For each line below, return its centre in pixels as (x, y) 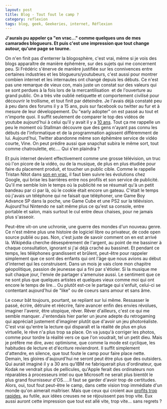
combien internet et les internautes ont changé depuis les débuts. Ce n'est (82, 80)
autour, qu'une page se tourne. (38, 49)
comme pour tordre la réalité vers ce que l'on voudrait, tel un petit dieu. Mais (84, 337)
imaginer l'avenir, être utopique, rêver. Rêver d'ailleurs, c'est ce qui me (78, 311)
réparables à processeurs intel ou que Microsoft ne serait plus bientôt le (79, 375)
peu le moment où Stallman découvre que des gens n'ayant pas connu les (81, 128)
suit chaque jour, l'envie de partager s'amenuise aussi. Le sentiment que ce (83, 275)
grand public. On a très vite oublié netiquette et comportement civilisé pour (82, 96)
